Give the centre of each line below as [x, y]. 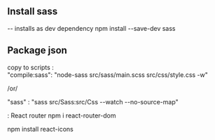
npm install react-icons [40, 129]
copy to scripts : [30, 67]
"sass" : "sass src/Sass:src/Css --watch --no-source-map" [93, 101]
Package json [37, 51]
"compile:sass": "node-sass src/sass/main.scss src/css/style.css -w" [108, 75]
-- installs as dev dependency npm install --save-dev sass [91, 28]
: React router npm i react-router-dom [62, 115]
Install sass [33, 12]
